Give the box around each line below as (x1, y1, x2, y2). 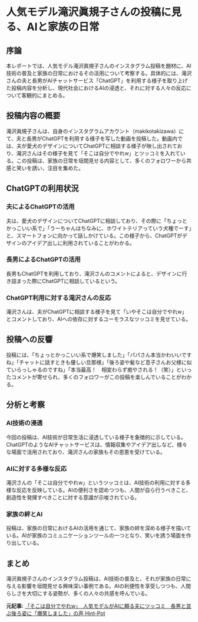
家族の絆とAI (6, 510, 43, 518)
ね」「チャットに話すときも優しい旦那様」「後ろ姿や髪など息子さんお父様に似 (6, 359, 192, 366)
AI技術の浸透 (6, 419, 43, 427)
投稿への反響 (6, 334, 53, 344)
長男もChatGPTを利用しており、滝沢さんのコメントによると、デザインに (6, 270, 182, 277)
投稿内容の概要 (6, 110, 61, 121)
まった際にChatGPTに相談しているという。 (16, 277, 121, 284)
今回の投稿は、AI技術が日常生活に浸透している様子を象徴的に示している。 (6, 434, 187, 441)
